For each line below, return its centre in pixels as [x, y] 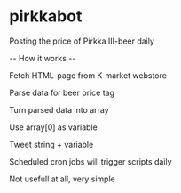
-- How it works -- [43, 58]
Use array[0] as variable [53, 127]
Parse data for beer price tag [62, 92]
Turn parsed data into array [59, 109]
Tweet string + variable [51, 144]
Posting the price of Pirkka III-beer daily [82, 41]
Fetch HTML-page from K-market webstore [88, 75]
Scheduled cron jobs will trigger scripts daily [90, 161]
